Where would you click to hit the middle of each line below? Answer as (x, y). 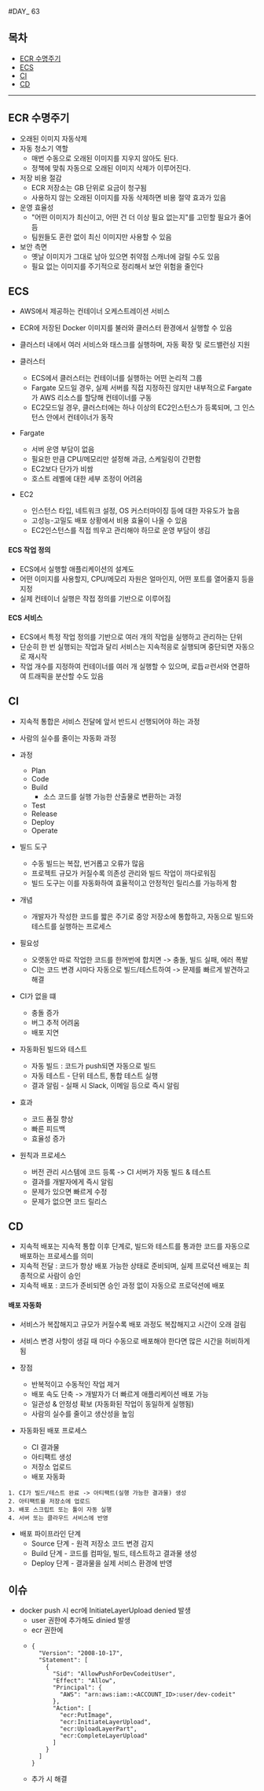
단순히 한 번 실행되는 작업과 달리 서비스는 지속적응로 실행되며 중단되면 (126, 646)
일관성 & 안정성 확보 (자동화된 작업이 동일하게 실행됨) (112, 1403)
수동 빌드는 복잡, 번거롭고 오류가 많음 (88, 863)
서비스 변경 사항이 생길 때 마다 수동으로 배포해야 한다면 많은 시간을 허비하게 (135, 1340)
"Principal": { (77, 1688)
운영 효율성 (37, 207)
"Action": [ (72, 1708)
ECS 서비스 (26, 618)
